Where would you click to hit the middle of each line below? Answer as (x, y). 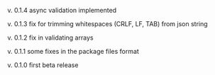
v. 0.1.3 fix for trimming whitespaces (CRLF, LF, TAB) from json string (107, 24)
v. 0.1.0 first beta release (43, 65)
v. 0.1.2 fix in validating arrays (50, 37)
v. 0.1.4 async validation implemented (62, 10)
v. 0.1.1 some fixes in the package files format (73, 51)
